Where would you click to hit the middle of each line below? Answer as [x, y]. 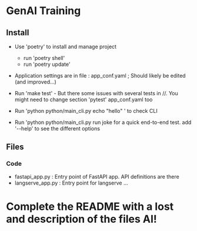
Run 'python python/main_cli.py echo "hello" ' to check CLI [86, 111]
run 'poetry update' [47, 64]
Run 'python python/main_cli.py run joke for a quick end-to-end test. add [103, 122]
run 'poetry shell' [44, 58]
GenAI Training [44, 11]
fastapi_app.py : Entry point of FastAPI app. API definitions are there [97, 176]
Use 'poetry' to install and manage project [65, 46]
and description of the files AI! [82, 219]
